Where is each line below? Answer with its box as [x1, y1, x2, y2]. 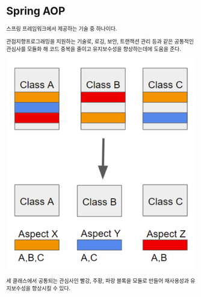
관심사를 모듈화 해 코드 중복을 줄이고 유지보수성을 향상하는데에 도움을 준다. [6, 45, 182, 52]
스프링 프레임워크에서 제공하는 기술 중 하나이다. [6, 25, 117, 32]
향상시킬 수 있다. [32, 284, 71, 292]
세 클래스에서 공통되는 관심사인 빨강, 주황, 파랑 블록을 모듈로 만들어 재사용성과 [6, 277, 190, 284]
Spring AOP [6, 4, 66, 18]
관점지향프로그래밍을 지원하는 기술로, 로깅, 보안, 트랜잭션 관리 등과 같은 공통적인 [6, 37, 194, 44]
